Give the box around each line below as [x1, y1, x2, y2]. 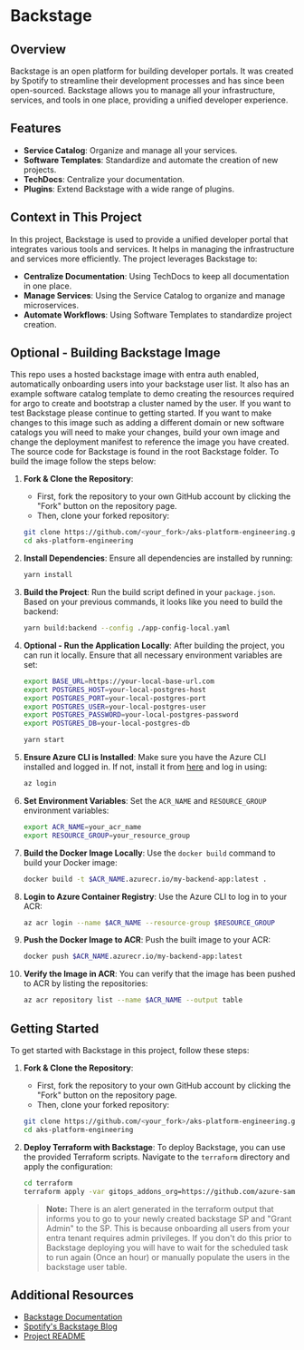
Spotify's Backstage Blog [23, 1321, 119, 1332]
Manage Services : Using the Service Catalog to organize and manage [23, 289, 286, 300]
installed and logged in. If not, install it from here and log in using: [23, 761, 268, 772]
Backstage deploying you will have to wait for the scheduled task [45, 1242, 289, 1253]
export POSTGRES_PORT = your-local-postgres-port [23, 693, 206, 703]
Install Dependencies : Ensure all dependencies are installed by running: [23, 553, 293, 563]
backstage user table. [45, 1261, 128, 1272]
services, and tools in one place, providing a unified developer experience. [10, 94, 289, 105]
